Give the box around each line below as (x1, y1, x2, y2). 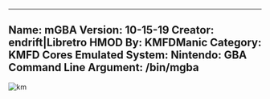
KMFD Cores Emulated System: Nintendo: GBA (8, 49, 247, 62)
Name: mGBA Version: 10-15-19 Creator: (8, 23, 215, 37)
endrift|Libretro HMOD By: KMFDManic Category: (8, 36, 262, 49)
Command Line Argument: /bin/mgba (8, 61, 199, 74)
